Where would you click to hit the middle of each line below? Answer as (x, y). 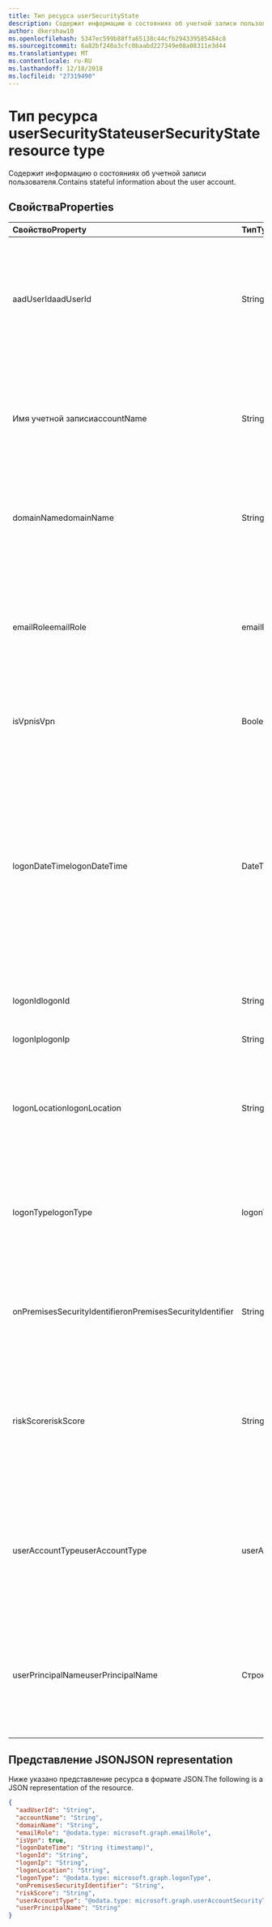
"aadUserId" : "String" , (55, 1810)
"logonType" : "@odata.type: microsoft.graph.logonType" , (114, 1878)
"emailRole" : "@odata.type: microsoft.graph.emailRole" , (114, 1833)
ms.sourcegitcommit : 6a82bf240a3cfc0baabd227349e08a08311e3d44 (117, 46)
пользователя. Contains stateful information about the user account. (122, 181)
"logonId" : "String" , (52, 1856)
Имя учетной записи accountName (80, 419)
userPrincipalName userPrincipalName (85, 1675)
